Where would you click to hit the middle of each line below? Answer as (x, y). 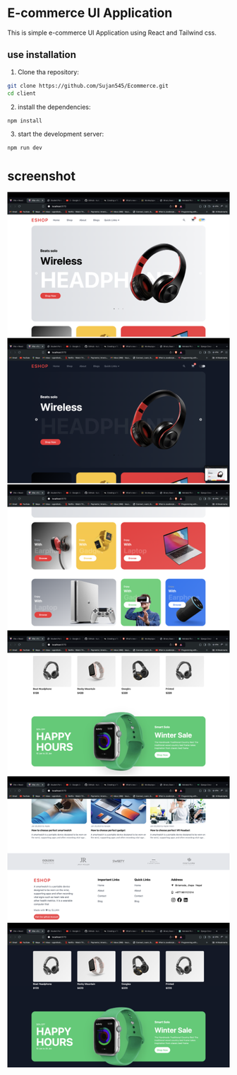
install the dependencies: (54, 107)
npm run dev (25, 148)
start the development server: (61, 134)
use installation (42, 55)
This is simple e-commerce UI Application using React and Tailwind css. (112, 33)
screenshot (42, 177)
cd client (22, 93)
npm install (25, 121)
